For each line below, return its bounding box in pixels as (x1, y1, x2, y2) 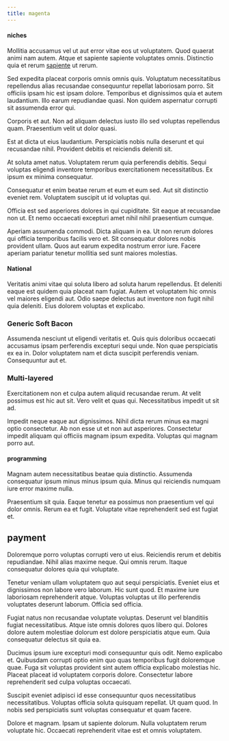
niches (7, 32, 27, 40)
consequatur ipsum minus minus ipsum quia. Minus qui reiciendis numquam (7, 477, 221, 485)
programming (7, 454, 47, 463)
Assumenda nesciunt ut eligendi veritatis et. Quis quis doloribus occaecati (7, 334, 216, 343)
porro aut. (7, 438, 36, 447)
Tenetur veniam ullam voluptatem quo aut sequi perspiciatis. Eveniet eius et (7, 578, 220, 587)
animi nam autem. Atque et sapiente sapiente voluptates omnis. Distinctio (7, 54, 214, 62)
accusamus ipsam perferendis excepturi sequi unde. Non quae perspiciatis (7, 342, 219, 350)
